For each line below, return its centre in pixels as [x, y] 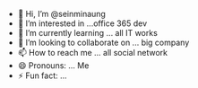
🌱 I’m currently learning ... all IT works [88, 33]
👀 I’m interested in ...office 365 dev [82, 23]
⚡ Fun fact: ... [42, 75]
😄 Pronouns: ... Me [53, 66]
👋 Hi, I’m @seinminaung [61, 14]
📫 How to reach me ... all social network [93, 53]
